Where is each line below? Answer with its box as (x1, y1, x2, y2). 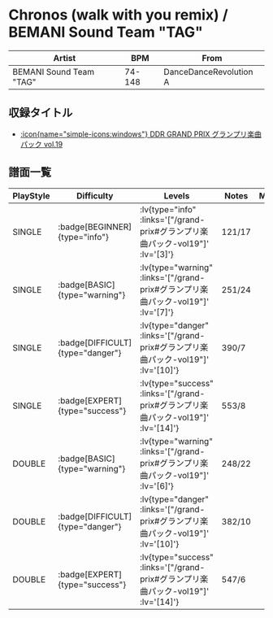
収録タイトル (8, 106, 73, 120)
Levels (163, 189, 190, 201)
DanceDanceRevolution (163, 66, 253, 77)
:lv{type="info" (139, 203, 197, 215)
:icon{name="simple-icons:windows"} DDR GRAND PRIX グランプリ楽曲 (19, 128, 262, 139)
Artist (53, 52, 76, 63)
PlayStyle (12, 189, 50, 201)
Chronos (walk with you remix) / (8, 6, 229, 24)
